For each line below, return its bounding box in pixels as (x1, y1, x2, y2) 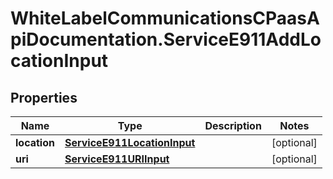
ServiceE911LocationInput (64, 136, 196, 149)
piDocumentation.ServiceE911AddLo (10, 28, 322, 51)
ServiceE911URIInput (64, 152, 170, 166)
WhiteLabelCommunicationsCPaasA (10, 7, 320, 30)
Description (204, 119, 262, 132)
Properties (10, 89, 78, 106)
